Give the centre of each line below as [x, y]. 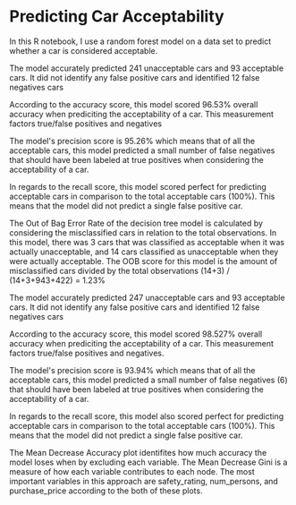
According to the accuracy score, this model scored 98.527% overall [136, 334]
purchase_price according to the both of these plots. [106, 491]
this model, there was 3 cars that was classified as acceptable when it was [147, 242]
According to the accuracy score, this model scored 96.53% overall [134, 104]
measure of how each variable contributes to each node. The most [132, 471]
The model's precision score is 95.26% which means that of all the [132, 141]
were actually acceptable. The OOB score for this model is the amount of [144, 261]
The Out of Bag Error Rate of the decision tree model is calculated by [136, 223]
